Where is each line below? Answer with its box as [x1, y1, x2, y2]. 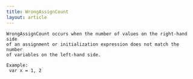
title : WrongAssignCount [6, 8, 69, 15]
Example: [6, 62, 28, 68]
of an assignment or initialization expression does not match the [6, 41, 180, 47]
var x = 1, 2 [8, 67, 42, 74]
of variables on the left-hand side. [6, 51, 101, 57]
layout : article [6, 14, 47, 20]
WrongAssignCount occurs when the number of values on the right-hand [6, 31, 188, 37]
